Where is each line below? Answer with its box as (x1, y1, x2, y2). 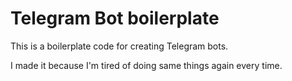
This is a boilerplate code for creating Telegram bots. (10, 40, 229, 52)
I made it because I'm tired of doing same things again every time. (10, 59, 283, 71)
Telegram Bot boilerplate (10, 7, 220, 30)
